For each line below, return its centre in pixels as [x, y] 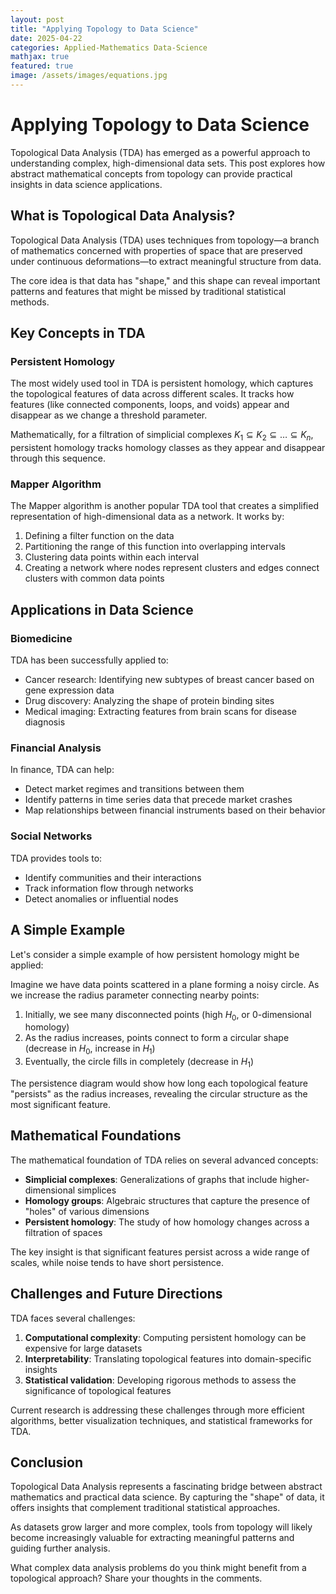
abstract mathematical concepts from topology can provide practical [151, 173]
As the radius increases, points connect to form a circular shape [157, 1038]
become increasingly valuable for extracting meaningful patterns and [152, 1538]
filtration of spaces [63, 1232]
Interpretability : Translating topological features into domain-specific [168, 1358]
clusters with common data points [94, 578]
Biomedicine [41, 638]
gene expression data [69, 690]
